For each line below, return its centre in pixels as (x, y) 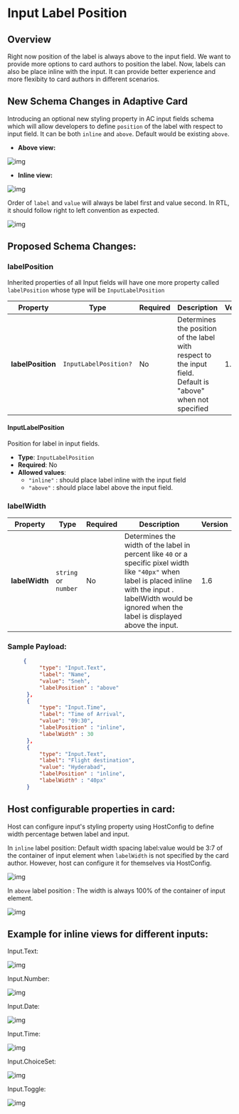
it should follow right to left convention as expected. (84, 210)
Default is (193, 382)
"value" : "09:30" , (66, 721)
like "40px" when (152, 572)
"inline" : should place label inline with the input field (107, 480)
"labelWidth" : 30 (66, 734)
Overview (30, 40)
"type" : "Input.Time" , (73, 708)
